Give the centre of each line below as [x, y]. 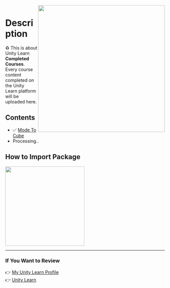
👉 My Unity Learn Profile [32, 272]
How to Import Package [43, 157]
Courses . [15, 64]
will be [12, 96]
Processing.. [26, 141]
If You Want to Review [33, 261]
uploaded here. [21, 101]
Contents [20, 118]
